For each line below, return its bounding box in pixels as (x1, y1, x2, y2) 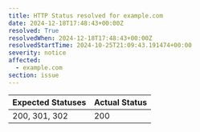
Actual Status (93, 97, 147, 108)
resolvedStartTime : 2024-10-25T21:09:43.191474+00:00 (8, 42, 193, 50)
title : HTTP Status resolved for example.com (8, 11, 163, 20)
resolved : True (8, 26, 59, 34)
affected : (8, 57, 42, 65)
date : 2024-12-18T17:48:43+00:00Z (8, 19, 124, 27)
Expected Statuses (12, 97, 87, 108)
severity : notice (8, 49, 67, 57)
